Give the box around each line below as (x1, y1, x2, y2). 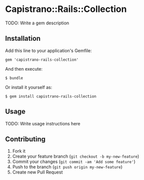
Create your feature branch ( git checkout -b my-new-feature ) (12, 153, 140, 160)
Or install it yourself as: (5, 84, 52, 90)
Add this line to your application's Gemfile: (5, 47, 92, 53)
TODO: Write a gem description (5, 20, 70, 26)
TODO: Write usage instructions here (5, 120, 80, 126)
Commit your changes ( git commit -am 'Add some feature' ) (12, 159, 136, 165)
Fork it (12, 148, 26, 154)
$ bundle (5, 76, 23, 81)
